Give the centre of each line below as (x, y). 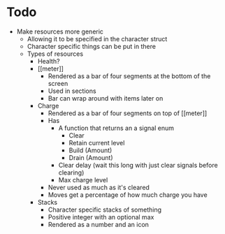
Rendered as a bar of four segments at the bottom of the (129, 76)
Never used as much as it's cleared (99, 187)
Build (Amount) (90, 150)
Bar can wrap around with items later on (106, 98)
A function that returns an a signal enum (116, 128)
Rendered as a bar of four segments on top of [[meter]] (128, 113)
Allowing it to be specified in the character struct (97, 38)
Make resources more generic (60, 31)
